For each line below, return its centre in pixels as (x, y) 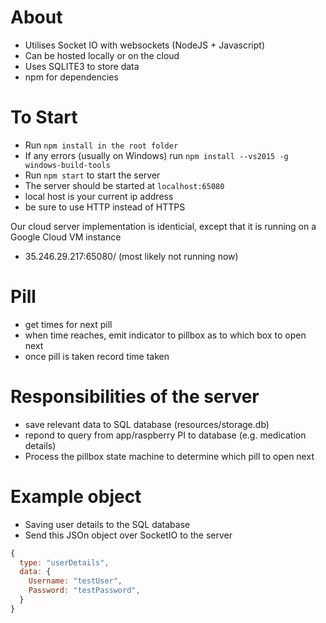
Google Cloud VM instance (66, 237)
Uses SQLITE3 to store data (82, 66)
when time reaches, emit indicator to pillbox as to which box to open (165, 335)
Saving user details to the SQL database (107, 524)
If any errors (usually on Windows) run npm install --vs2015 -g (156, 155)
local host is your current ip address (99, 196)
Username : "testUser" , (75, 581)
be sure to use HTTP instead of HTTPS (105, 207)
